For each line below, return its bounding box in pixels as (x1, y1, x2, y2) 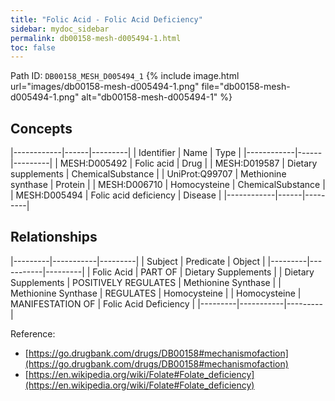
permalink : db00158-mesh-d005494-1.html (10, 33, 182, 43)
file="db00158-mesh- (201, 81, 291, 93)
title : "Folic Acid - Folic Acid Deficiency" (10, 14, 203, 25)
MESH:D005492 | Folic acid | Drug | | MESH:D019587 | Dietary (59, 157, 318, 170)
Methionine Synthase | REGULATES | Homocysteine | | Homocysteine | (10, 287, 302, 299)
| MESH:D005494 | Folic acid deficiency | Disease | (10, 189, 222, 201)
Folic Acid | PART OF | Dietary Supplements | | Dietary (92, 266, 315, 278)
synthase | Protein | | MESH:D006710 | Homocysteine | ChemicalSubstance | (10, 179, 326, 191)
